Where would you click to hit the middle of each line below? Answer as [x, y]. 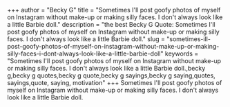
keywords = [182, 53]
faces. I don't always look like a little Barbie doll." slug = [86, 39]
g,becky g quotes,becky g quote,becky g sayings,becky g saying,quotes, [111, 75]
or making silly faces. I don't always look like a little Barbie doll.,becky [106, 68]
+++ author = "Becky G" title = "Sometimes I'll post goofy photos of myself [114, 10]
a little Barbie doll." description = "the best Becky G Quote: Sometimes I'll [111, 24]
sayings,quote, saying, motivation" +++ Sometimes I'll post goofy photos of [115, 83]
